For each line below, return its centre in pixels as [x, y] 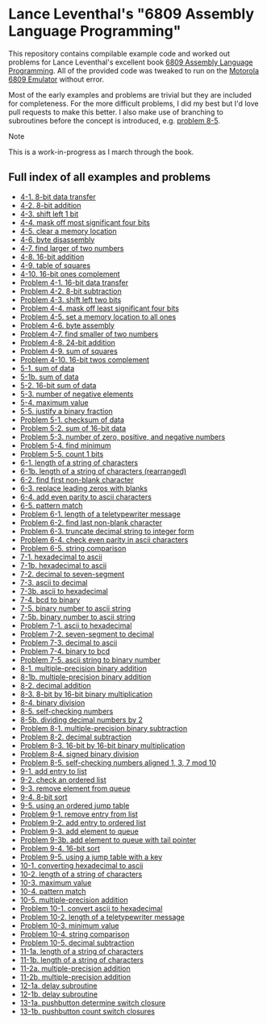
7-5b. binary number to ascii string [77, 616]
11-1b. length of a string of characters [81, 959]
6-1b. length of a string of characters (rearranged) [103, 471]
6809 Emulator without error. [56, 79]
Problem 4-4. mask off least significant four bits [100, 308]
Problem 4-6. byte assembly [67, 325]
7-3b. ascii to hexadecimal [64, 591]
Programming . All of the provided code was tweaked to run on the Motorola [134, 70]
